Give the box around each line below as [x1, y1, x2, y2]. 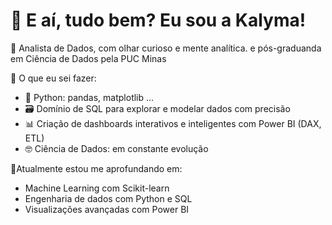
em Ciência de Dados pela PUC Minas [10, 52, 167, 64]
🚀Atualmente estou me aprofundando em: [10, 162, 183, 174]
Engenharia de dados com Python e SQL [24, 192, 193, 204]
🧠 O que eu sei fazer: [10, 72, 97, 84]
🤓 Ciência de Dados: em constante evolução [24, 142, 209, 154]
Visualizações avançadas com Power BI [24, 203, 190, 215]
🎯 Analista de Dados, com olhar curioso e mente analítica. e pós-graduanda [10, 42, 322, 54]
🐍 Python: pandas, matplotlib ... [24, 91, 155, 103]
